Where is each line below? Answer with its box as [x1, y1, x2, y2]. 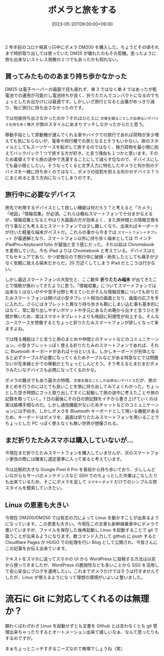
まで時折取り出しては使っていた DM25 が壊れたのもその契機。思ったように [5, 50, 157, 56]
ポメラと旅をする [47, 4, 117, 16]
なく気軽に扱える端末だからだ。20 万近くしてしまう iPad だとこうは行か [5, 260, 151, 266]
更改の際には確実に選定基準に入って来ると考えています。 [9, 456, 125, 462]
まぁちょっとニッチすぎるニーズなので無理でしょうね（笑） [5, 646, 125, 652]
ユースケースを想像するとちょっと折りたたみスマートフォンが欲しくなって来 [5, 319, 159, 325]
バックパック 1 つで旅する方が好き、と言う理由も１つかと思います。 [13, 150, 150, 156]
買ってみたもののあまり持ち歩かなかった [5, 72, 127, 81]
